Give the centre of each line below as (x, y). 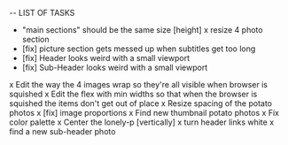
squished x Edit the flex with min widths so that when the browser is (133, 94)
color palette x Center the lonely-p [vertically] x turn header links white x (142, 122)
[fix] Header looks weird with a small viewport (106, 58)
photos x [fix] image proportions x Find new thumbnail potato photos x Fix (144, 113)
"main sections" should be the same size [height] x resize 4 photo (142, 30)
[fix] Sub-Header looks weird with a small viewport (115, 67)
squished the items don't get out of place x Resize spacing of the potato (141, 103)
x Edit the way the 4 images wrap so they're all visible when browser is (139, 84)
